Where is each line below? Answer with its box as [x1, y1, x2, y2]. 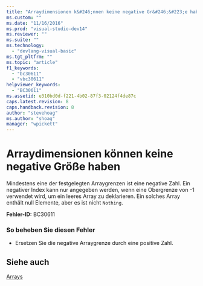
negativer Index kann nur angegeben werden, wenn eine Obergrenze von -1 [6, 186, 195, 194]
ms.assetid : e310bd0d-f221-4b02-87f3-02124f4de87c [6, 93, 137, 99]
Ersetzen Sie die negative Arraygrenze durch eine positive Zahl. [14, 240, 173, 247]
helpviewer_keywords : [6, 82, 61, 88]
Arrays [6, 273, 23, 281]
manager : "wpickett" [6, 121, 59, 127]
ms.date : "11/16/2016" [6, 20, 63, 26]
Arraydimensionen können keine [6, 147, 173, 160]
